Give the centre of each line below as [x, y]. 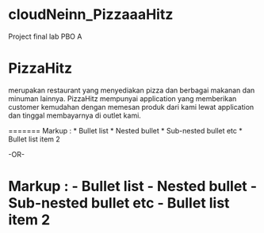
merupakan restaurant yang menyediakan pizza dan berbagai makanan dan [132, 90]
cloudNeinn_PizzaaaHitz [91, 15]
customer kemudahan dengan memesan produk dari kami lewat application [131, 107]
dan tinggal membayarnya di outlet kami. [75, 115]
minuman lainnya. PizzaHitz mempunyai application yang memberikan [122, 98]
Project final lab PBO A [45, 36]
